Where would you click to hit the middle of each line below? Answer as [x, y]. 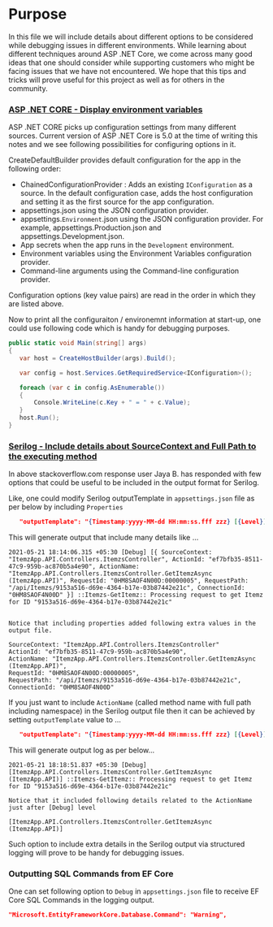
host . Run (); [39, 418]
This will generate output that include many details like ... [104, 538]
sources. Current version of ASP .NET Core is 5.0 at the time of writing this [133, 136]
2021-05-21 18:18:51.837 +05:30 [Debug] [78, 765]
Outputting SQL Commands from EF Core [91, 873]
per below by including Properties [66, 507]
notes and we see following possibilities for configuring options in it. [122, 145]
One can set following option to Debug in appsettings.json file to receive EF [134, 891]
